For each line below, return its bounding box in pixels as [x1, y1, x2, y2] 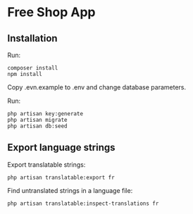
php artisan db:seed [7, 122, 68, 130]
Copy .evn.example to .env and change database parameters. [7, 83, 187, 92]
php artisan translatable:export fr [7, 174, 115, 181]
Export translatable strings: [7, 160, 86, 169]
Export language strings [7, 141, 116, 153]
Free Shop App [7, 4, 96, 20]
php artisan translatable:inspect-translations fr [7, 200, 159, 207]
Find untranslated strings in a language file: [7, 186, 133, 194]
